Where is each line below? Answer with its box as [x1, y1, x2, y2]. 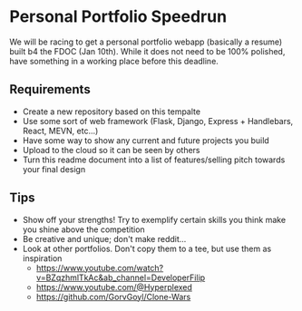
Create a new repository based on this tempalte [22, 106, 201, 117]
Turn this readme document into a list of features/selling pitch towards [22, 154, 286, 165]
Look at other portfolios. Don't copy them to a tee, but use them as [22, 243, 272, 254]
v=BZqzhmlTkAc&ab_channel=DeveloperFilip [35, 272, 206, 283]
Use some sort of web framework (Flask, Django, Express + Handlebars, [22, 115, 294, 126]
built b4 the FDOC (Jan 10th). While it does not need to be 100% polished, [9, 45, 286, 56]
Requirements [9, 82, 91, 97]
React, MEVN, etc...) [22, 125, 99, 136]
